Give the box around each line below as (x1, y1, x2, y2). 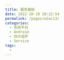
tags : (5, 43, 16, 48)
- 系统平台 (9, 25, 29, 30)
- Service (9, 39, 29, 44)
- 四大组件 (9, 34, 29, 39)
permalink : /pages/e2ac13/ (5, 16, 60, 21)
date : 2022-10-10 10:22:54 (5, 12, 60, 16)
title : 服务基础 (5, 7, 35, 12)
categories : (5, 20, 29, 26)
